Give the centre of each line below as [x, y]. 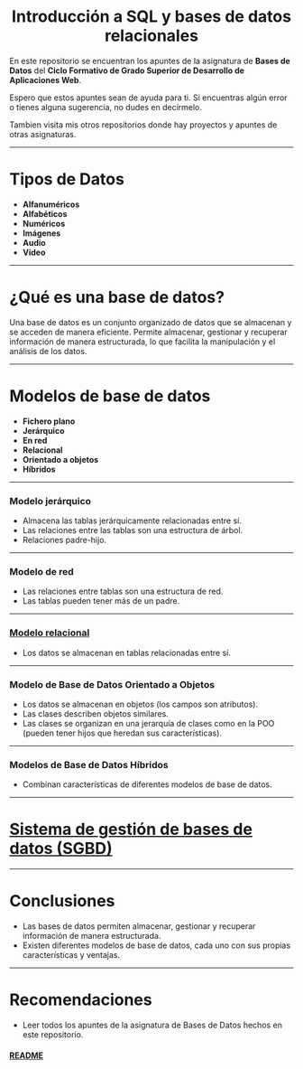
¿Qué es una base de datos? [117, 298]
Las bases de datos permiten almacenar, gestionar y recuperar [139, 926]
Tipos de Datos [67, 179]
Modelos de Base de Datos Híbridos [89, 764]
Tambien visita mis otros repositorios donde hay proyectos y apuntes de [143, 125]
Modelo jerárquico [50, 501]
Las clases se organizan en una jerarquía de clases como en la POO [148, 723]
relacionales [151, 36]
